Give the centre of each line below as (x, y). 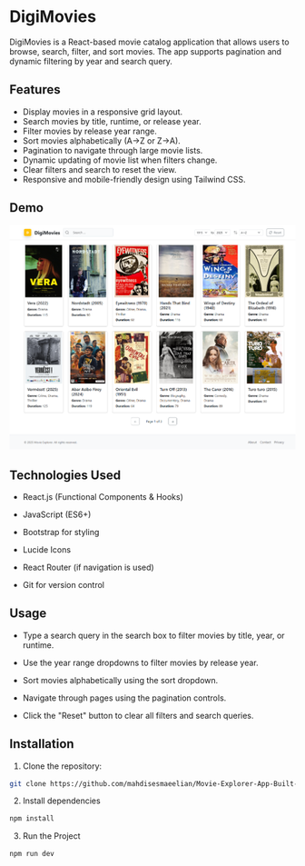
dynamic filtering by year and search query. (91, 61)
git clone (28, 783)
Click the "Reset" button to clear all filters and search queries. (138, 715)
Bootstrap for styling (61, 532)
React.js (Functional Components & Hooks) (103, 496)
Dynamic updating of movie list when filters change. (120, 160)
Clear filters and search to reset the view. (99, 169)
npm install (32, 819)
